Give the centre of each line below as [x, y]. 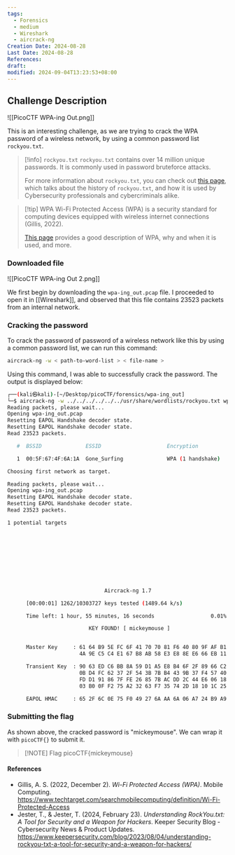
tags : [15, 14]
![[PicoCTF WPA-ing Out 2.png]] [54, 278]
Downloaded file [36, 264]
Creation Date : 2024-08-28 [47, 46]
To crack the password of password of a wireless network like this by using [116, 340]
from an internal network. [44, 307]
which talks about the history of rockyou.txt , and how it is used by [120, 188]
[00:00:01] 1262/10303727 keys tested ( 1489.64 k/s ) [104, 603]
